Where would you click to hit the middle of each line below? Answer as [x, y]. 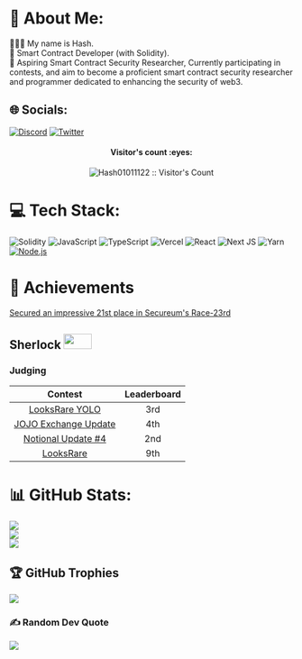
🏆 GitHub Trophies [64, 573]
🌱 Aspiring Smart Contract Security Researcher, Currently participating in [145, 62]
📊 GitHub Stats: [71, 494]
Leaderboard [153, 394]
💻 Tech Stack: [65, 211]
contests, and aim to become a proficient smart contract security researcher [151, 72]
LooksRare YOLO [64, 409]
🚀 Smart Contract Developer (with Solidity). [89, 52]
